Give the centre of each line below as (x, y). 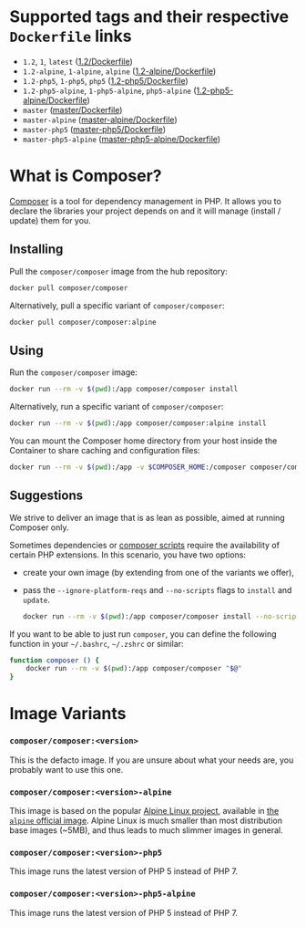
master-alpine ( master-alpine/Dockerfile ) (100, 120)
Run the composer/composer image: (74, 372)
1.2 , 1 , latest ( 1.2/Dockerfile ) (78, 61)
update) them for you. (50, 220)
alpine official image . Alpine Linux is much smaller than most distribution (146, 820)
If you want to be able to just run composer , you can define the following (143, 634)
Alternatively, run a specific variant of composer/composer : (117, 407)
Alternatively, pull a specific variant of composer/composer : (117, 305)
